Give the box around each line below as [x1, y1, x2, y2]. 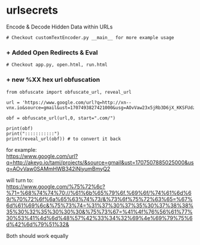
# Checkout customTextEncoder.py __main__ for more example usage [6, 34, 174, 40]
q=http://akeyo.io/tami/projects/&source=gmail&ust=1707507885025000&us [6, 158, 194, 166]
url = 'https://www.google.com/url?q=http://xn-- [6, 99, 132, 106]
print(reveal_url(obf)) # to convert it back [6, 136, 121, 142]
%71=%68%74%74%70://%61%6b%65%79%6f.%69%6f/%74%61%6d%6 [6, 189, 192, 196]
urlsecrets [6, 4, 58, 17]
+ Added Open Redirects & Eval [6, 48, 98, 56]
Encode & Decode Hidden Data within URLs [6, 23, 113, 30]
